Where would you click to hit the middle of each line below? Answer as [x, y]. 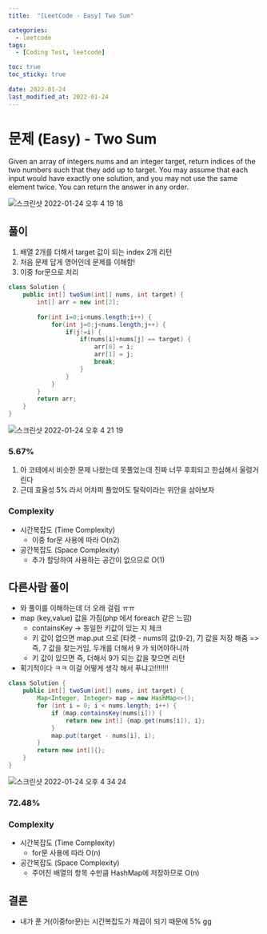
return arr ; [57, 399]
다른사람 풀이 [39, 587]
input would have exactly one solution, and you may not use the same [123, 179]
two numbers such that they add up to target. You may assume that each [128, 170]
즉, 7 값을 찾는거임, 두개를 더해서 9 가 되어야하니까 [110, 648]
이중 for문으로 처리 [49, 272]
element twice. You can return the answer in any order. [99, 187]
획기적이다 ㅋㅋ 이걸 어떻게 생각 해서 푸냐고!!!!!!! [94, 668]
